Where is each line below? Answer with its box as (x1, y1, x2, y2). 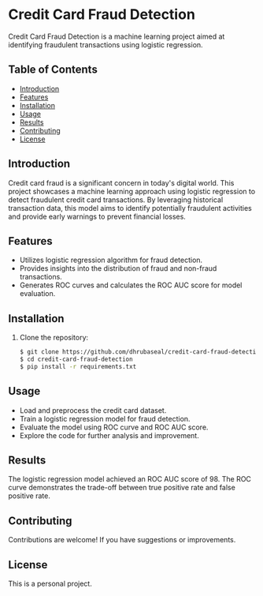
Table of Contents (8, 63, 98, 77)
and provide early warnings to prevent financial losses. (8, 212, 187, 221)
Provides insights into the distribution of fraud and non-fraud (19, 264, 217, 273)
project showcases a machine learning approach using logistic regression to (8, 186, 256, 196)
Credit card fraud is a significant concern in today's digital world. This (8, 178, 235, 187)
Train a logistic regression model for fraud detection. (19, 414, 191, 423)
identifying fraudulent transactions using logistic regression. (8, 39, 203, 49)
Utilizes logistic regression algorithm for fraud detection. (19, 255, 203, 265)
